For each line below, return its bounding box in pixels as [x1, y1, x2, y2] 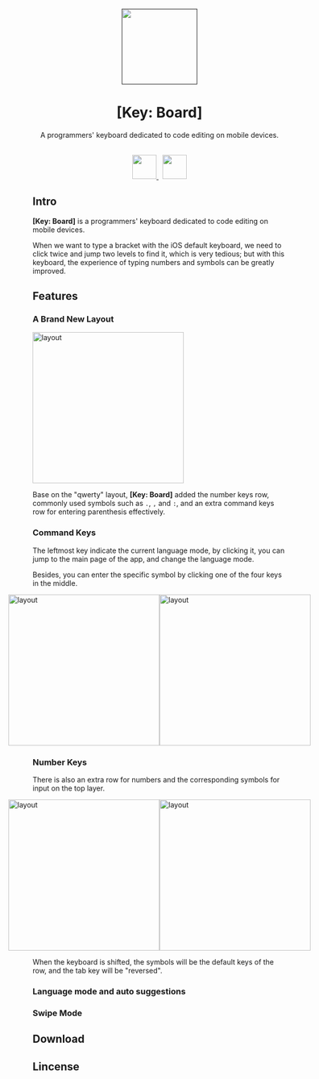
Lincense [32, 1060, 80, 1073]
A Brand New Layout [32, 313, 114, 325]
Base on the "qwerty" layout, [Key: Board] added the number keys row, [32, 490, 270, 500]
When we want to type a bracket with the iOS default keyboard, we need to [32, 240, 282, 250]
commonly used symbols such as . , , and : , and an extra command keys [32, 499, 275, 508]
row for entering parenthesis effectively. [32, 507, 165, 517]
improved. [32, 266, 66, 276]
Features [32, 289, 78, 303]
